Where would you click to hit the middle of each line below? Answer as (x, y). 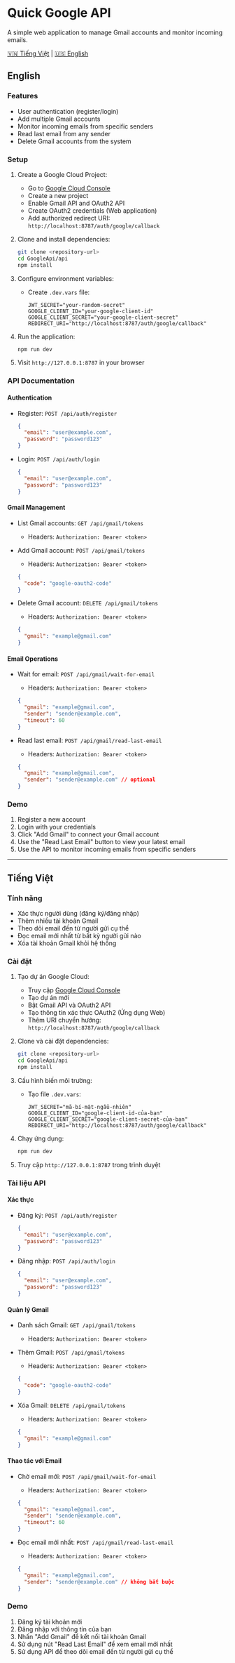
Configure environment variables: (65, 278)
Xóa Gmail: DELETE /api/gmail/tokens (71, 1405)
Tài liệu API (27, 1183)
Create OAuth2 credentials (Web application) (92, 210)
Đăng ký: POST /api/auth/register (67, 1215)
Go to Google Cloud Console (69, 188)
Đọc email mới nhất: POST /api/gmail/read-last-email (95, 1542)
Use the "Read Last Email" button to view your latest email (101, 842)
